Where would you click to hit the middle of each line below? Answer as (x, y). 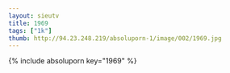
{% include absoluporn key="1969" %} (73, 61)
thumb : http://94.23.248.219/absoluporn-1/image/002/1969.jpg (115, 38)
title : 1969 (28, 23)
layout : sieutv (34, 16)
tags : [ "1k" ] (30, 30)
